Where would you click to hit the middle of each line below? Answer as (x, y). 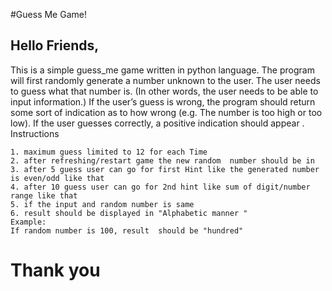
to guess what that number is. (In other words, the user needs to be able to (164, 91)
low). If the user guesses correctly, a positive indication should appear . (157, 123)
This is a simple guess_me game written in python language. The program (162, 70)
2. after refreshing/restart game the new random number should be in (162, 160)
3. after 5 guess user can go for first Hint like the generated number (165, 169)
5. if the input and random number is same (102, 204)
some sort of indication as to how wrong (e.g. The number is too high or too (166, 112)
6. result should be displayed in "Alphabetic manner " (129, 213)
